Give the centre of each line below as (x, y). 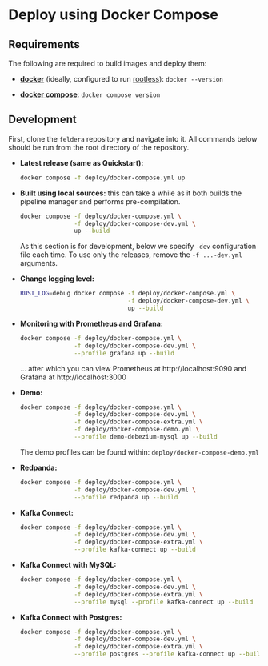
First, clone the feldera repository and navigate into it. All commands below (133, 138)
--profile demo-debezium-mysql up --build (146, 437)
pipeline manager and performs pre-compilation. (100, 201)
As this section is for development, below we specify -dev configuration (138, 247)
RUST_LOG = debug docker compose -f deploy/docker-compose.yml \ (128, 294)
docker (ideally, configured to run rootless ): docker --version (122, 79)
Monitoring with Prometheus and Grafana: (92, 323)
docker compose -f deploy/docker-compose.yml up (102, 178)
